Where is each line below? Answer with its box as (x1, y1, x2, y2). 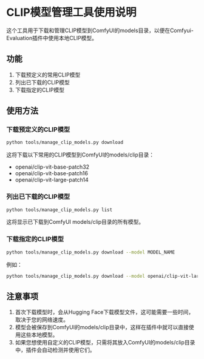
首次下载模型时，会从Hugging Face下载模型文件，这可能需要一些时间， (15, 309, 194, 316)
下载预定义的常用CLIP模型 (15, 71, 81, 78)
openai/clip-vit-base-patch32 (15, 163, 90, 170)
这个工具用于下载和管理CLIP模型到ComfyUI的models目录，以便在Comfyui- (6, 27, 194, 34)
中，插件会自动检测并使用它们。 (15, 346, 95, 354)
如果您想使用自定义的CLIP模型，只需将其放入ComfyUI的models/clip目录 (15, 339, 195, 346)
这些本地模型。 (20, 331, 58, 338)
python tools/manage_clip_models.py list (6, 207, 113, 213)
